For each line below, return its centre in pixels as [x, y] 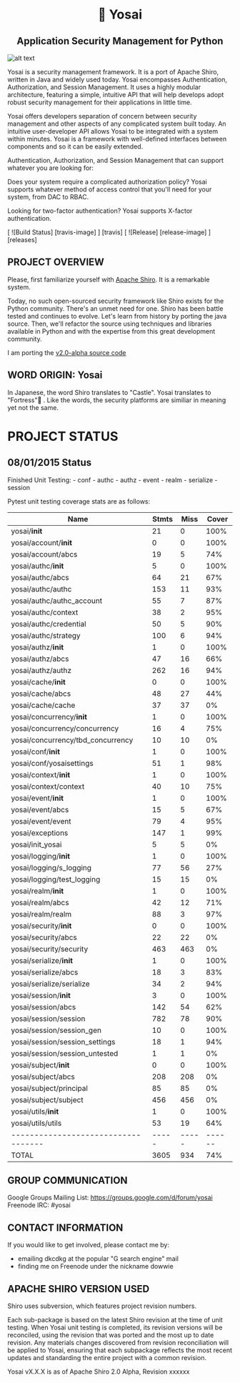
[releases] [22, 240]
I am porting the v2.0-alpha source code [67, 352]
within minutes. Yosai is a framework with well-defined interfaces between [117, 139]
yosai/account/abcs [44, 554]
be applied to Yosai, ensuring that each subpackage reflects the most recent [120, 1350]
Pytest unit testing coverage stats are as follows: [79, 501]
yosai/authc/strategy [46, 635]
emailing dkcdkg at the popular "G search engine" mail [98, 1259]
